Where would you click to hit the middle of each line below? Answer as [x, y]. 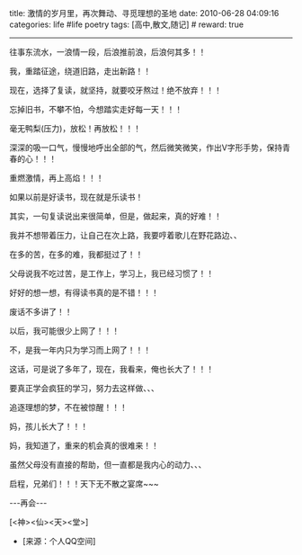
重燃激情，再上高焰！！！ [57, 178]
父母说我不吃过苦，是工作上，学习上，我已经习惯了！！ [111, 273]
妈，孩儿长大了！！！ [49, 426]
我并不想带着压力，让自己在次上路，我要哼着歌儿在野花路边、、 [125, 235]
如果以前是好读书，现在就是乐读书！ [76, 197]
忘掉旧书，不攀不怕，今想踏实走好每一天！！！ [96, 109]
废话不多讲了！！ [41, 312]
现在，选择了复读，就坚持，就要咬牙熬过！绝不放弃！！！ [115, 90]
